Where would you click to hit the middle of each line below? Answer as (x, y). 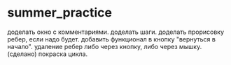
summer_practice (59, 13)
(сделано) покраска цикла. (48, 54)
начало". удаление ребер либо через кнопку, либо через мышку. (105, 46)
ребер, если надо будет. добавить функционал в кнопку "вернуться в (111, 39)
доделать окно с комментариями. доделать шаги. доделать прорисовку (116, 32)
